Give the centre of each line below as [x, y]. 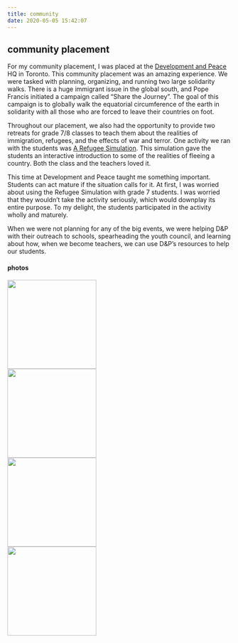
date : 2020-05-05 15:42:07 [47, 21]
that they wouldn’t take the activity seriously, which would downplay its [111, 200]
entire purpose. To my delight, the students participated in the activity [109, 208]
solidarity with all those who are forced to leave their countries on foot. [111, 112]
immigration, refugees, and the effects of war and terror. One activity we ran [119, 141]
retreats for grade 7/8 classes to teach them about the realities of [103, 133]
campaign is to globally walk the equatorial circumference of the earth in [114, 105]
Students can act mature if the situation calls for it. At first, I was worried [113, 185]
